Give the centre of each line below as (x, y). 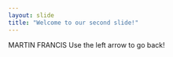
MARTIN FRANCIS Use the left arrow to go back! (86, 45)
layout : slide (31, 15)
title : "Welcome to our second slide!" (74, 23)
